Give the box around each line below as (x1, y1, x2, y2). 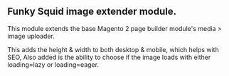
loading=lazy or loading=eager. (7, 60, 100, 69)
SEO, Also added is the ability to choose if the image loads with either (7, 53, 211, 61)
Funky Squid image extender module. (7, 6, 176, 18)
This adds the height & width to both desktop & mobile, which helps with (7, 45, 219, 53)
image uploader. (7, 32, 55, 40)
